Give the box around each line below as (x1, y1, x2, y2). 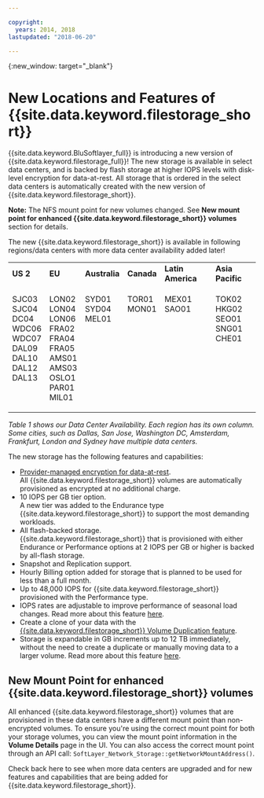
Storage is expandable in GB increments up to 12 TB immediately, (19, 634, 231, 644)
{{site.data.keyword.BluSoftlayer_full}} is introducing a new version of (8, 149, 233, 158)
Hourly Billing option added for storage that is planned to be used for (19, 568, 243, 577)
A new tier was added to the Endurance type (19, 501, 164, 510)
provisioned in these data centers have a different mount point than (8, 715, 226, 725)
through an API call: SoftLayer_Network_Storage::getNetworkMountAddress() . (8, 748, 255, 759)
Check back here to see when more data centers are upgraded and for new (8, 764, 253, 774)
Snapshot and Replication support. (19, 559, 132, 568)
